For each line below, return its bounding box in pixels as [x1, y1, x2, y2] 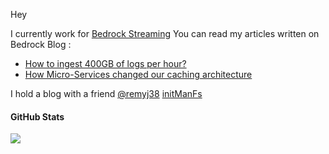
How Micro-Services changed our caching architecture [24, 69, 253, 80]
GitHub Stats [10, 110, 65, 123]
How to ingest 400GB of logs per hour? [24, 58, 187, 69]
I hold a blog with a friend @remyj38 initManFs [10, 88, 203, 99]
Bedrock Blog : [10, 39, 72, 50]
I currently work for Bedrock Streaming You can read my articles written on [10, 28, 320, 39]
